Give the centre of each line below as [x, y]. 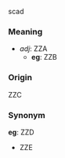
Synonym [27, 115]
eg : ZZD [21, 132]
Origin [20, 78]
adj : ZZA [33, 49]
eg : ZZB [44, 57]
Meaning [25, 31]
